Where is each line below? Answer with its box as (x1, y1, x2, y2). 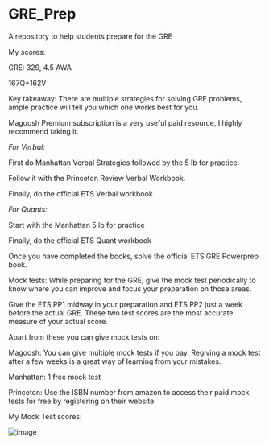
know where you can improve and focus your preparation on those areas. (8, 283, 252, 294)
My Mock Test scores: (8, 411, 82, 421)
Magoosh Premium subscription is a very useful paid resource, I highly (8, 117, 242, 127)
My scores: (8, 47, 46, 56)
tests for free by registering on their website (8, 396, 155, 406)
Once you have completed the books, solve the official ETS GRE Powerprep (8, 251, 259, 261)
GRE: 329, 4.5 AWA (8, 62, 72, 72)
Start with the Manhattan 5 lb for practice (8, 220, 145, 229)
